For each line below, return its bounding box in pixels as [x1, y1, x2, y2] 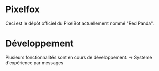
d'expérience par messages [5, 59, 64, 66]
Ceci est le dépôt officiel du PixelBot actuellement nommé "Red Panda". [5, 20, 154, 26]
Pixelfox [5, 4, 40, 15]
